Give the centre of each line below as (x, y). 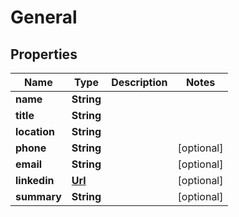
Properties (44, 54)
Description (139, 82)
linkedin (35, 180)
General (44, 17)
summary (38, 196)
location (35, 131)
